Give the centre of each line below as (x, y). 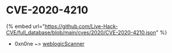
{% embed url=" (26, 26)
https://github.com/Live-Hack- (81, 26)
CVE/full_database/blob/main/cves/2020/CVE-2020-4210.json (81, 32)
